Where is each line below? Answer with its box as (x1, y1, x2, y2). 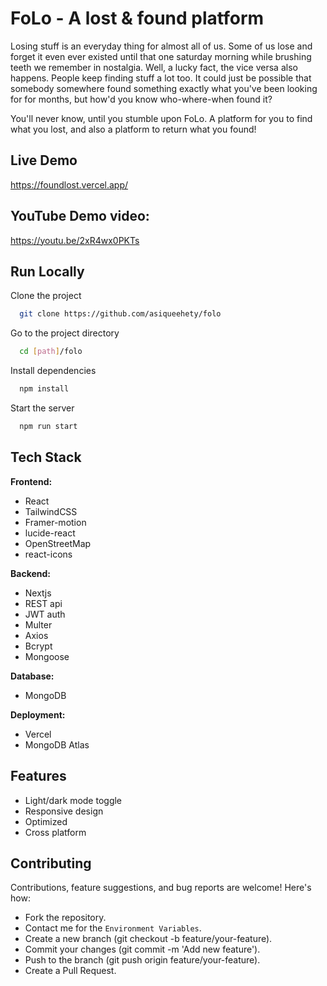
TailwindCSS (24, 505, 78, 517)
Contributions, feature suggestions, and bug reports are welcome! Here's (10, 882, 312, 894)
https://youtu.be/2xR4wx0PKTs (10, 234, 140, 246)
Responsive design (24, 805, 104, 817)
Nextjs (24, 587, 52, 599)
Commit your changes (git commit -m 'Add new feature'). (24, 943, 261, 956)
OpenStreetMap (24, 537, 92, 549)
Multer (24, 618, 53, 631)
